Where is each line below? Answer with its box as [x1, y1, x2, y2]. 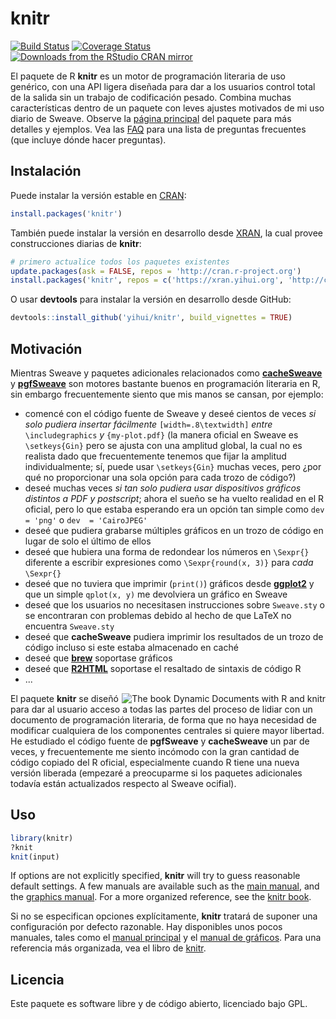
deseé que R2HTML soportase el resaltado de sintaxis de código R [24, 662, 302, 674]
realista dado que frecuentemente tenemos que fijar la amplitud [24, 450, 287, 462]
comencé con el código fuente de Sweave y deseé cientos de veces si [24, 407, 317, 419]
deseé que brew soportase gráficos [24, 652, 173, 664]
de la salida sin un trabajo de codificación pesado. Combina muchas [10, 91, 292, 103]
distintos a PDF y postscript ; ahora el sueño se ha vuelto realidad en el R [24, 492, 325, 504]
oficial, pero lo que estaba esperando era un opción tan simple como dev [24, 503, 325, 515]
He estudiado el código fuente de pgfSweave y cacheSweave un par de [10, 735, 310, 747]
